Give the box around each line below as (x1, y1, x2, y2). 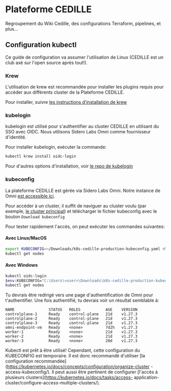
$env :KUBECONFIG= (5, 278, 42, 283)
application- (134, 374, 159, 380)
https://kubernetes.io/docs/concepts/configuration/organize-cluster (7, 364, 150, 370)
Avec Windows (5, 262, 38, 268)
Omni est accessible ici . (5, 192, 55, 199)
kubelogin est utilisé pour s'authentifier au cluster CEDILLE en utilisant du (5, 123, 159, 129)
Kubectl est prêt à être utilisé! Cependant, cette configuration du (5, 347, 140, 353)
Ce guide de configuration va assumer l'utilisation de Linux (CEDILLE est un (5, 54, 164, 60)
